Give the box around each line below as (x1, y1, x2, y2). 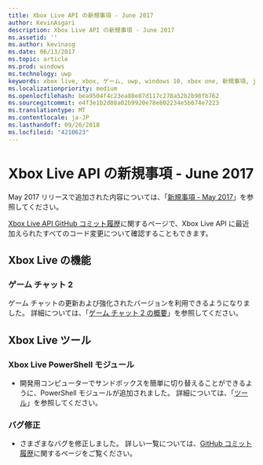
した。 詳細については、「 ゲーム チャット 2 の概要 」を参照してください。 (8, 308, 243, 318)
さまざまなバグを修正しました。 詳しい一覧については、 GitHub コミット (19, 439, 253, 449)
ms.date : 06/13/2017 (8, 48, 76, 56)
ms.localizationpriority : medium (8, 84, 118, 93)
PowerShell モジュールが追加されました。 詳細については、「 (40, 388, 235, 397)
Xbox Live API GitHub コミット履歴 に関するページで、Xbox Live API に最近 (8, 218, 250, 228)
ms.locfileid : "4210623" (8, 128, 89, 136)
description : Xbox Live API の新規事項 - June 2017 (8, 26, 175, 34)
